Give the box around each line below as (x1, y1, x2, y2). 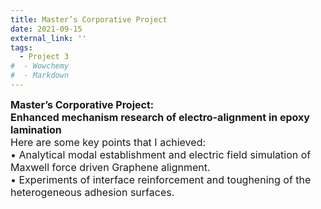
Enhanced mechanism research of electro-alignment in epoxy (10, 110, 310, 124)
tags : (10, 42, 33, 53)
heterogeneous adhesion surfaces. (10, 185, 175, 199)
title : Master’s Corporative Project (10, 14, 168, 25)
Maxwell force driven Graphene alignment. (10, 160, 211, 174)
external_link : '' (10, 33, 87, 43)
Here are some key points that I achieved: (10, 135, 207, 149)
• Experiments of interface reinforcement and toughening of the (10, 172, 312, 186)
